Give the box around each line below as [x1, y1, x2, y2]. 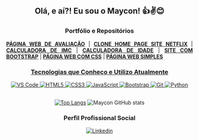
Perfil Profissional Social [63, 113, 136, 122]
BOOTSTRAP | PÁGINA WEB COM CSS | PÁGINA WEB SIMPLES [6, 53, 163, 60]
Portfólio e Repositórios [65, 27, 134, 35]
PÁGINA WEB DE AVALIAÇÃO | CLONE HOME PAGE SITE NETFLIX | [6, 40, 194, 47]
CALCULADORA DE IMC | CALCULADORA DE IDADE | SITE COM [6, 46, 193, 53]
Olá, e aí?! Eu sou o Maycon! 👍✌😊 [34, 6, 165, 16]
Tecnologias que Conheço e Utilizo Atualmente [30, 68, 169, 76]
